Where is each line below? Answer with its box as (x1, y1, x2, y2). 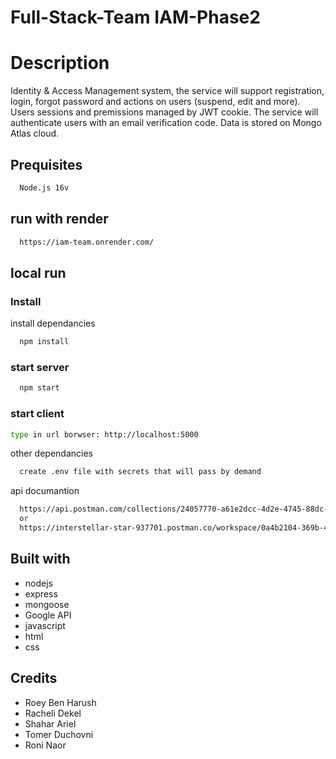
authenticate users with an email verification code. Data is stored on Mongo (10, 117, 322, 129)
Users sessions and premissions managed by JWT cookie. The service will (10, 106, 319, 118)
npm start (19, 383, 60, 393)
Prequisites (10, 156, 83, 173)
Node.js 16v (19, 182, 70, 193)
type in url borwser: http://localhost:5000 (10, 429, 199, 440)
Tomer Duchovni (24, 728, 94, 740)
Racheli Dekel (24, 707, 82, 719)
